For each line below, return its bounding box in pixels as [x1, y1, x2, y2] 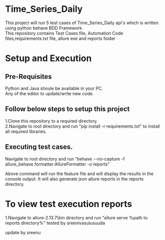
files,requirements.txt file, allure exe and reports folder [5, 35, 116, 41]
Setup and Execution [5, 53, 92, 64]
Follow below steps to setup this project [5, 105, 130, 113]
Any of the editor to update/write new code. [5, 90, 94, 97]
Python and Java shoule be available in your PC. [5, 85, 103, 91]
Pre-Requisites [5, 72, 52, 81]
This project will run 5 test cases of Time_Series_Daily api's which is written [5, 20, 159, 26]
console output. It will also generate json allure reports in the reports [5, 176, 144, 182]
